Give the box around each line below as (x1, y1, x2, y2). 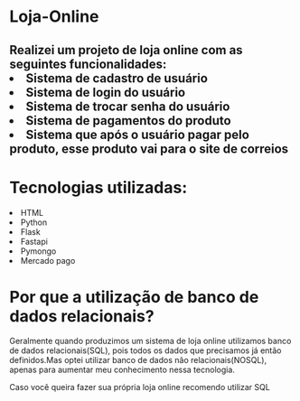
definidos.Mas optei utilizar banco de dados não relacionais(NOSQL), (9, 355, 267, 366)
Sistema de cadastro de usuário (25, 70, 208, 86)
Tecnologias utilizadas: (9, 177, 188, 198)
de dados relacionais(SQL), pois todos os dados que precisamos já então (9, 345, 282, 356)
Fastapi (21, 236, 48, 247)
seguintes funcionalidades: (9, 56, 167, 71)
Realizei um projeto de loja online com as (9, 42, 243, 58)
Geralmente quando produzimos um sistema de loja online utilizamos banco (9, 336, 292, 347)
